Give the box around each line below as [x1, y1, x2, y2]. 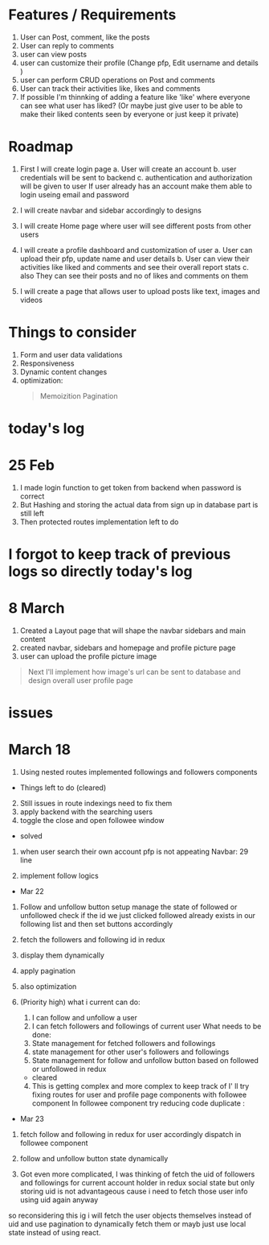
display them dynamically [19, 950, 104, 960]
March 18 [8, 741, 71, 759]
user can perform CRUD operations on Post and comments [19, 75, 215, 85]
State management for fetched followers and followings [31, 1039, 216, 1049]
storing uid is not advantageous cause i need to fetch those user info [19, 1186, 248, 1197]
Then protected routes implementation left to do [19, 517, 179, 527]
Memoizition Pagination [39, 391, 118, 400]
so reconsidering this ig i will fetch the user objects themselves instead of [8, 1210, 252, 1221]
